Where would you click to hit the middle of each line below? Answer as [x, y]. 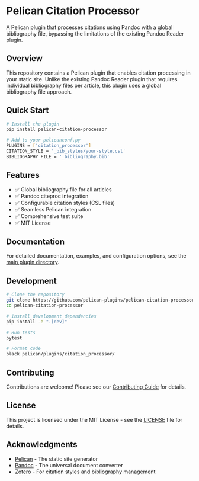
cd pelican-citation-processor [45, 306]
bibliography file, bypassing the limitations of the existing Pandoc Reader [95, 33]
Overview [25, 58]
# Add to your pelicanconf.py [44, 140]
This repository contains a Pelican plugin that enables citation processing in [98, 73]
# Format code [24, 349]
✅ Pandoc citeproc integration [52, 196]
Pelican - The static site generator [56, 459]
